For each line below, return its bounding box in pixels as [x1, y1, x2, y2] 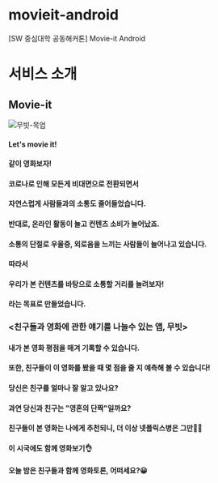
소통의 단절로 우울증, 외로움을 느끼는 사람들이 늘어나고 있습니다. [8, 239, 208, 249]
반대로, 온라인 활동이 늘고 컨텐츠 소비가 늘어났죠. [8, 219, 160, 229]
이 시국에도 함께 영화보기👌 [8, 443, 93, 453]
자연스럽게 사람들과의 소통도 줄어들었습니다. [8, 199, 147, 208]
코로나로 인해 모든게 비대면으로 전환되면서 [8, 178, 139, 188]
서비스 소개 [8, 65, 78, 83]
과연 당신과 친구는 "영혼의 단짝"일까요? [8, 403, 132, 412]
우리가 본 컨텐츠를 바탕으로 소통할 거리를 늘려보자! [8, 279, 164, 289]
